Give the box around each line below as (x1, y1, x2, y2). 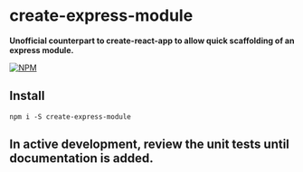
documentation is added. (9, 150, 154, 167)
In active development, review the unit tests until (9, 137, 289, 152)
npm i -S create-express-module (9, 112, 131, 122)
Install (9, 88, 45, 104)
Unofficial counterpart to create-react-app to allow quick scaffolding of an (9, 35, 295, 46)
